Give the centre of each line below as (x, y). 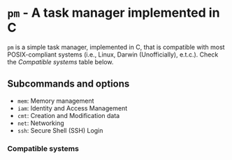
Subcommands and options (68, 84)
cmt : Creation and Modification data (68, 115)
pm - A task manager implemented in (114, 13)
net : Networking (41, 123)
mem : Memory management (56, 101)
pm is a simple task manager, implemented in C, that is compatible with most (116, 47)
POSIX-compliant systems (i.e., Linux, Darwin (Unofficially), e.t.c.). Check (113, 54)
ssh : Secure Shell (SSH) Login (60, 130)
